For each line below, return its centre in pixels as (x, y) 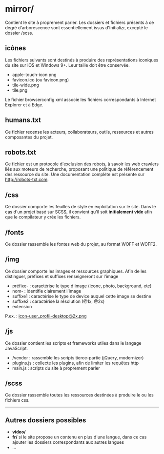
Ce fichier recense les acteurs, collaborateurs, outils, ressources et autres (79, 132)
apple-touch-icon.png (34, 75)
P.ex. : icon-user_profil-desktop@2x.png (46, 316)
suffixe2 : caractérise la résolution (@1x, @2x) (58, 301)
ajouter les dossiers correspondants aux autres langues (68, 442)
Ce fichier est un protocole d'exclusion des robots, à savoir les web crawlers (82, 164)
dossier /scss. (19, 33)
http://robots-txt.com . (27, 179)
